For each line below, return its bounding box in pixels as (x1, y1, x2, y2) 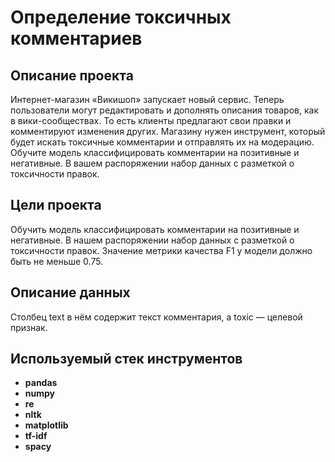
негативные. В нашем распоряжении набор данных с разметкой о (10, 234, 295, 246)
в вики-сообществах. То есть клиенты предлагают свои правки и (10, 115, 292, 126)
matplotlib (24, 419, 69, 431)
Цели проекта (10, 197, 102, 214)
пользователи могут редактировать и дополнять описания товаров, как (10, 104, 319, 116)
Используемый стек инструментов (10, 351, 243, 368)
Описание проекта (10, 67, 134, 84)
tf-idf (24, 430, 48, 442)
